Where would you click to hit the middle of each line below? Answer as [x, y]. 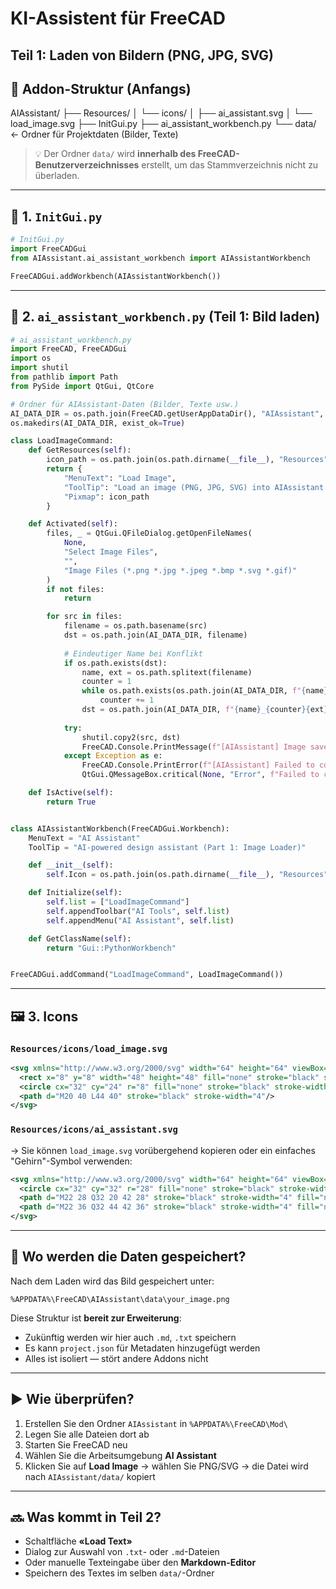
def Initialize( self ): [75, 893]
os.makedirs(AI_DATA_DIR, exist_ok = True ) [98, 423]
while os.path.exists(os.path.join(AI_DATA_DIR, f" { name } [205, 691]
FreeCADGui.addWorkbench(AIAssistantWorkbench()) [116, 276]
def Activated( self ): [73, 524]
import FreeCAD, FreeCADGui [69, 349]
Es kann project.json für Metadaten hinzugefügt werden [142, 1348]
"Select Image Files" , [111, 552]
